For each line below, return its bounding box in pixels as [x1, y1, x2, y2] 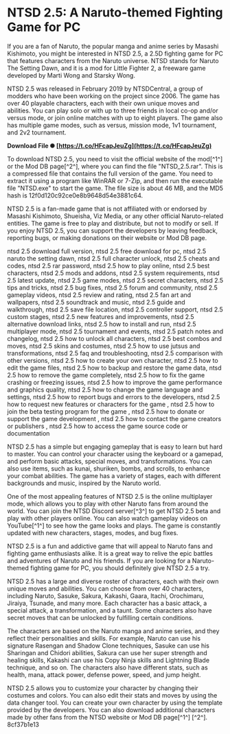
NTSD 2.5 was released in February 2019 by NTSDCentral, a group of [7, 84, 203, 93]
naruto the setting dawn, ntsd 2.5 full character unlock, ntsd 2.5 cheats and [7, 254, 220, 262]
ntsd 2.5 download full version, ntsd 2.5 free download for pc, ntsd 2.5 [7, 247, 207, 255]
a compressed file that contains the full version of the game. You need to [7, 169, 213, 178]
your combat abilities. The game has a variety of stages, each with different [7, 471, 221, 480]
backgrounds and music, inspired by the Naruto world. [7, 479, 161, 487]
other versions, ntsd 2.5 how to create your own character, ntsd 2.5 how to [7, 356, 218, 364]
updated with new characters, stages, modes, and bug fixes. [7, 528, 179, 536]
